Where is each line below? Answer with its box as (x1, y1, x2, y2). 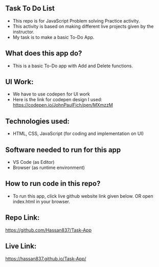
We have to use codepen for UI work (12, 91, 90, 97)
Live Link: (5, 242, 37, 251)
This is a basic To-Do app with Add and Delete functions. (12, 63, 133, 69)
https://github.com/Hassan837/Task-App (5, 227, 92, 233)
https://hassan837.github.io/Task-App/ (5, 255, 86, 261)
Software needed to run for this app (5, 145, 121, 154)
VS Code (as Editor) (12, 159, 55, 165)
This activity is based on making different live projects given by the (12, 23, 154, 29)
